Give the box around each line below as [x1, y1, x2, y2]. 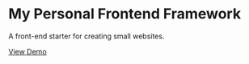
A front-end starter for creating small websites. [8, 31, 165, 41]
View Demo [8, 46, 47, 56]
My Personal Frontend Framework [8, 5, 241, 23]
